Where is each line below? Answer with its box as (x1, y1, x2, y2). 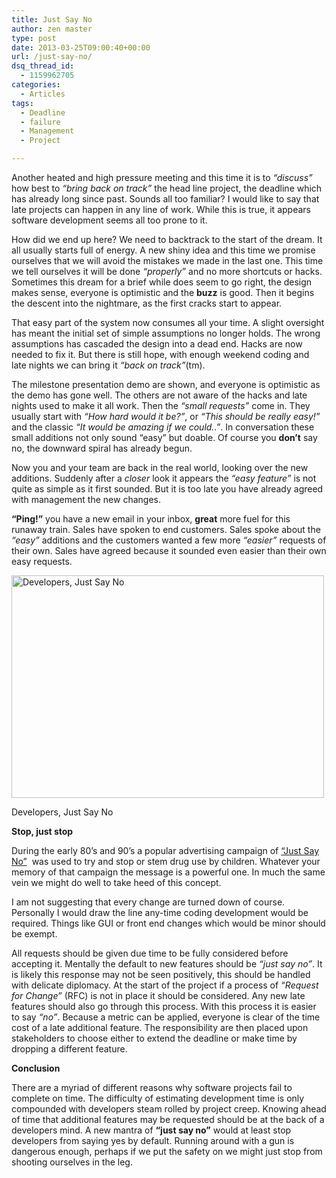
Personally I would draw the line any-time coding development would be (11, 907, 309, 918)
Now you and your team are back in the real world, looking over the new (11, 462, 309, 473)
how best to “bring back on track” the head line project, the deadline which (11, 182, 323, 194)
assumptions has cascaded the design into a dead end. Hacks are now (11, 338, 303, 350)
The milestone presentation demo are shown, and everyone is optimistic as (11, 379, 321, 390)
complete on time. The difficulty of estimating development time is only (11, 1092, 305, 1104)
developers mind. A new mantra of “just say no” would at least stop (11, 1124, 292, 1136)
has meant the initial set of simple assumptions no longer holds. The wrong (11, 327, 321, 339)
